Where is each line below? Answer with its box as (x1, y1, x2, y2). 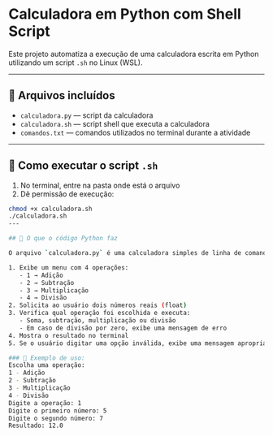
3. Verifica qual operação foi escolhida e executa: (8, 309, 191, 317)
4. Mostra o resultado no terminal (8, 331, 129, 339)
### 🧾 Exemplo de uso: (8, 354, 85, 362)
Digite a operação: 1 (8, 399, 82, 407)
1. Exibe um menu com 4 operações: (8, 263, 129, 272)
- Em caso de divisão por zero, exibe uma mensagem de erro (19, 324, 227, 332)
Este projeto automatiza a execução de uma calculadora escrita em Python (8, 49, 259, 58)
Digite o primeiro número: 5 (8, 407, 107, 415)
